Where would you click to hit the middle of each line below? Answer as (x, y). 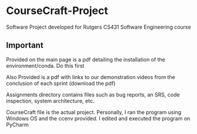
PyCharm (17, 125)
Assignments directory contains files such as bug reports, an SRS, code (93, 94)
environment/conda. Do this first (45, 66)
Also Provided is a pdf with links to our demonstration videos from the (91, 77)
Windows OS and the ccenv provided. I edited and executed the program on (98, 118)
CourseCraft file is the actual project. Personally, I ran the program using (94, 112)
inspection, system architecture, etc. (50, 101)
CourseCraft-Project (57, 11)
